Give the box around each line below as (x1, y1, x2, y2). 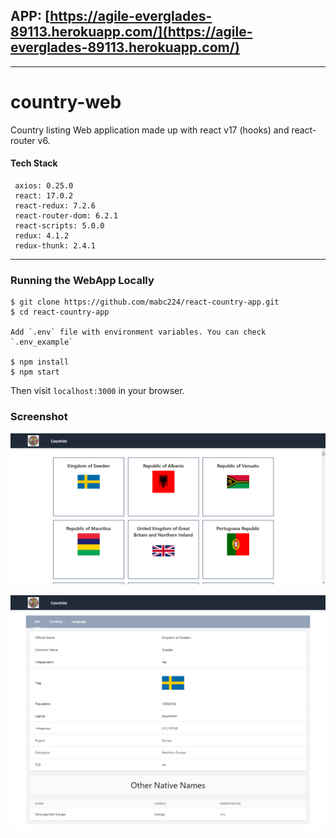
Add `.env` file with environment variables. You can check (10, 327, 267, 338)
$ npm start (10, 367, 60, 378)
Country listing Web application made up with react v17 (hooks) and (10, 124, 290, 136)
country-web (10, 91, 122, 113)
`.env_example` (10, 337, 74, 348)
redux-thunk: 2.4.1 (14, 240, 97, 251)
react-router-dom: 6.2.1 (14, 210, 118, 221)
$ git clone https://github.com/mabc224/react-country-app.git (10, 297, 280, 308)
